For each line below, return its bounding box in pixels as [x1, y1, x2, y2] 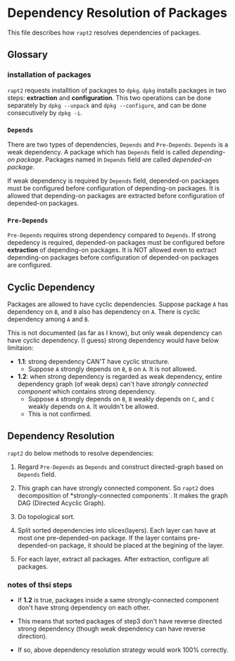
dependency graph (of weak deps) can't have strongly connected [17, 380, 209, 389]
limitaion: [7, 344, 34, 352]
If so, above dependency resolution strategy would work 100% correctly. [17, 645, 229, 654]
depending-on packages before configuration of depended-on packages [7, 253, 220, 262]
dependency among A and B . [7, 315, 90, 324]
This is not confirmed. [27, 410, 92, 418]
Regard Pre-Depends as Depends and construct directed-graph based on [17, 462, 224, 471]
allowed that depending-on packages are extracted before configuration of [7, 191, 225, 200]
